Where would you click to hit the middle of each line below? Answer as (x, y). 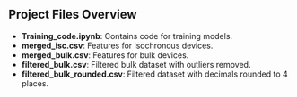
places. (35, 83)
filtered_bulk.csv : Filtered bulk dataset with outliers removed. (136, 64)
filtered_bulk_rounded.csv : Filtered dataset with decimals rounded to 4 (154, 74)
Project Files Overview (73, 15)
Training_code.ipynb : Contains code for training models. (127, 36)
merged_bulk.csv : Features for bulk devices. (105, 55)
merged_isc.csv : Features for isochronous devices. (117, 45)
